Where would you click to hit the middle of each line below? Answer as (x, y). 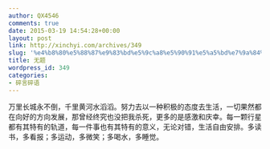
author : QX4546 (34, 16)
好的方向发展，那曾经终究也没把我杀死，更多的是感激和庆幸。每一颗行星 (142, 116)
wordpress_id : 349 (39, 68)
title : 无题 (27, 61)
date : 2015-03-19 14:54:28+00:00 (64, 30)
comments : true (34, 23)
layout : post (30, 38)
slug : (17, 53)
